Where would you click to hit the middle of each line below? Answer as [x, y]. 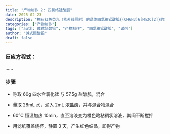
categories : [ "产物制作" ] [31, 24]
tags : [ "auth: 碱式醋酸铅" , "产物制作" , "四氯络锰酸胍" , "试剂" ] [69, 29]
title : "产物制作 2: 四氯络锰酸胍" [39, 10]
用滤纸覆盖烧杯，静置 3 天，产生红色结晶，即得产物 [66, 126]
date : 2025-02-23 [24, 15]
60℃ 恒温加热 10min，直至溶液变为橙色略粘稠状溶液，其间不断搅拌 [83, 116]
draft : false [19, 38]
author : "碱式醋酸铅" [26, 33]
